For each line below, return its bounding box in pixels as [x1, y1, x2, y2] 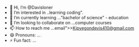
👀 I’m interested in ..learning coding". [9, 10, 83, 15]
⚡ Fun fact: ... [9, 37, 36, 43]
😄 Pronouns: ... [9, 32, 41, 38]
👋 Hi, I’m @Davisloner [9, 5, 53, 10]
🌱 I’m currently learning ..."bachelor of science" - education [9, 15, 129, 20]
